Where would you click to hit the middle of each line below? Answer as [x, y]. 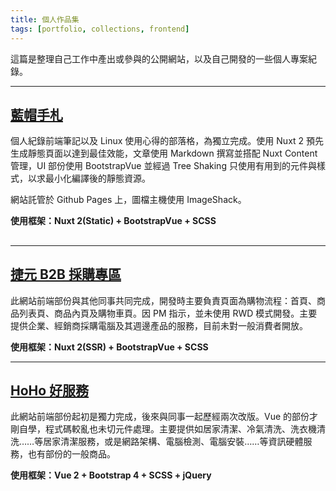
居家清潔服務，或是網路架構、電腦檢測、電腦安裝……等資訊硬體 [173, 442]
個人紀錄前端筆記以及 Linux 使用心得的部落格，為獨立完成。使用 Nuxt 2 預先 [167, 141]
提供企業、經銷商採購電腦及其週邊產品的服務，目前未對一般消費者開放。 [159, 325]
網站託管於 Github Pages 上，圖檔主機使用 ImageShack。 [128, 200]
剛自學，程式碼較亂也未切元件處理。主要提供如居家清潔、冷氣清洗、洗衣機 [163, 429]
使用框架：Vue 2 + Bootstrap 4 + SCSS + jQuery [111, 475]
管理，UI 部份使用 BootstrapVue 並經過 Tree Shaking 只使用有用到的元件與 [163, 166]
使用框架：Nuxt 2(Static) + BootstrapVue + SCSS [113, 221]
